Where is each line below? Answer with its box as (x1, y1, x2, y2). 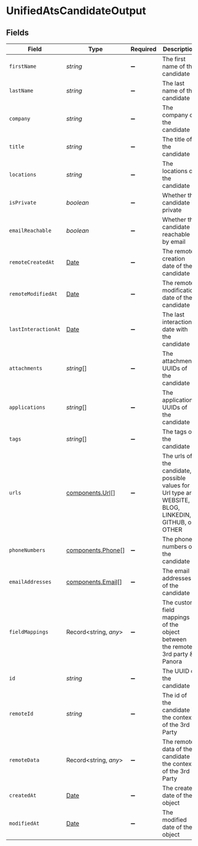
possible (161, 474, 186, 482)
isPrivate (9, 199, 37, 206)
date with (161, 325, 189, 333)
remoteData (9, 757, 39, 764)
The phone (161, 535, 193, 543)
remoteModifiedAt (9, 290, 58, 297)
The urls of (161, 452, 193, 460)
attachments (9, 365, 43, 372)
